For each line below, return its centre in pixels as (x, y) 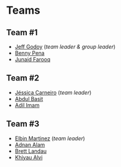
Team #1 (22, 33)
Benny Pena (30, 53)
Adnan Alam (30, 144)
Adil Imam (27, 105)
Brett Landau (31, 151)
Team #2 (23, 78)
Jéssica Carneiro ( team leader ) (53, 92)
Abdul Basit (29, 98)
